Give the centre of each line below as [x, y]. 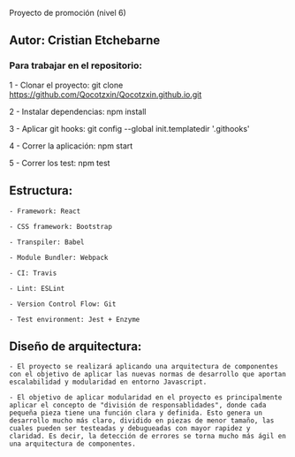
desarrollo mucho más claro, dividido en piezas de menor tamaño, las [142, 421]
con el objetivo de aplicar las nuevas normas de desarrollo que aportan [148, 375]
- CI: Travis [33, 273]
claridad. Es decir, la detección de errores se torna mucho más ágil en [148, 437]
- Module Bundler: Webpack [59, 257]
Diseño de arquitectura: [76, 346]
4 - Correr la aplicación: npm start [71, 146]
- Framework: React [45, 211]
